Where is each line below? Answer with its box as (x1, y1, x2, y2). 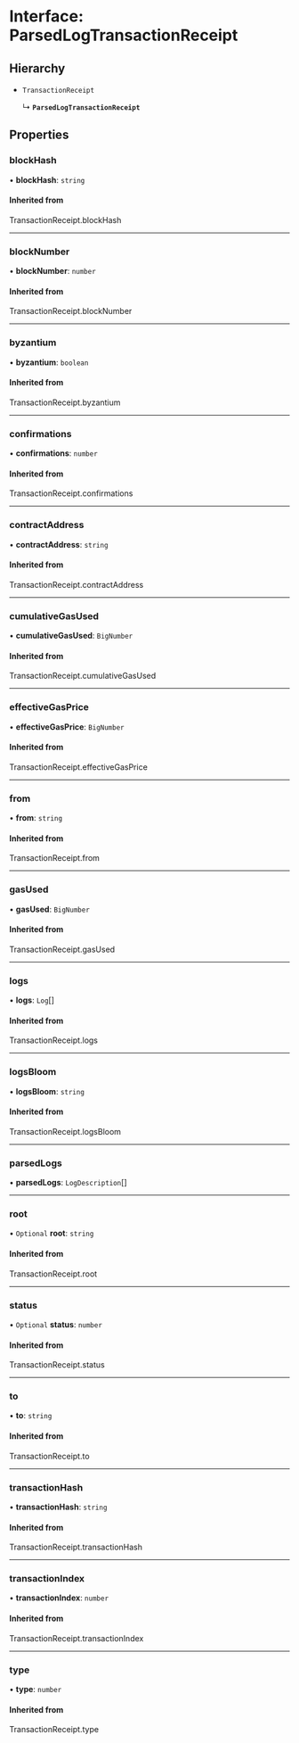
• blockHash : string (9, 174, 85, 185)
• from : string (9, 813, 63, 823)
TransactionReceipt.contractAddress (9, 579, 144, 590)
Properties (9, 128, 69, 143)
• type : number (9, 1683, 62, 1694)
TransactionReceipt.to (9, 1450, 91, 1461)
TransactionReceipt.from (9, 853, 101, 863)
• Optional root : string (9, 1228, 94, 1239)
